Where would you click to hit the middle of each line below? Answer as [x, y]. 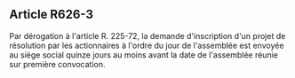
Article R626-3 [52, 15]
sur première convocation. [57, 64]
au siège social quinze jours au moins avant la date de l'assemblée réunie [144, 55]
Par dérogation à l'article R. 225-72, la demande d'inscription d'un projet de [147, 35]
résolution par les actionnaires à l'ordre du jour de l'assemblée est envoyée [147, 45]
